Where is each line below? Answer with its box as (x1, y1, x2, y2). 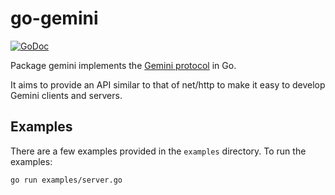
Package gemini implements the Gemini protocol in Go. (10, 59, 237, 71)
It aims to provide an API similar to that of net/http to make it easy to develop (10, 78, 326, 91)
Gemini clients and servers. (10, 89, 123, 101)
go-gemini (10, 7, 99, 30)
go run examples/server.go (10, 175, 123, 185)
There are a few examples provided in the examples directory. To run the (10, 145, 307, 157)
